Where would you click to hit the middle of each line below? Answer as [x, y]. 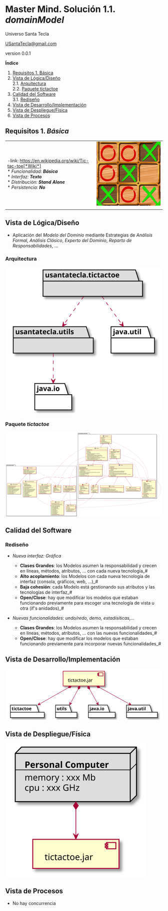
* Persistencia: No [26, 187]
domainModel [35, 20]
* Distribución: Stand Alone [36, 182]
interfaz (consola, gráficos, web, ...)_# [59, 582]
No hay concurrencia [34, 903]
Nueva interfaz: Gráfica [37, 555]
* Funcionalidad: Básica [32, 171]
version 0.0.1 [18, 53]
